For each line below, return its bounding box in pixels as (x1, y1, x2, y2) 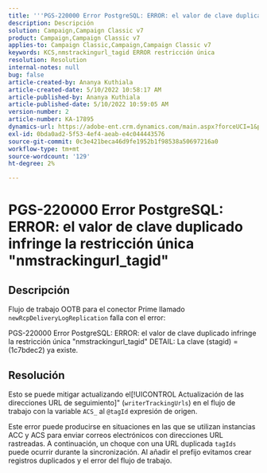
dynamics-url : (8, 123, 56, 131)
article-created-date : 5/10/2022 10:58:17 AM (8, 85, 161, 94)
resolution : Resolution (8, 57, 87, 64)
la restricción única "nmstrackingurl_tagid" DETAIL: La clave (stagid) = (8, 337, 238, 346)
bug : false (8, 71, 44, 79)
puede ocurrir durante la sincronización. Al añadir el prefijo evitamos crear (8, 447, 252, 456)
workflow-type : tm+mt (8, 145, 80, 153)
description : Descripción (8, 19, 94, 27)
